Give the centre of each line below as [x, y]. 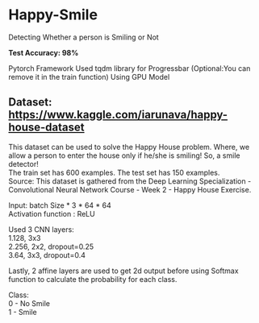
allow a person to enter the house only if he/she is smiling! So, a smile [124, 155]
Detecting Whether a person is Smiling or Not [84, 37]
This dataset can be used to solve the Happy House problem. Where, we [129, 147]
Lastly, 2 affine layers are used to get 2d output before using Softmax [124, 271]
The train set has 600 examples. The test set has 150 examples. [114, 172]
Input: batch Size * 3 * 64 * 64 [60, 205]
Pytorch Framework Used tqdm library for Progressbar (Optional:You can [129, 68]
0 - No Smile [29, 303]
